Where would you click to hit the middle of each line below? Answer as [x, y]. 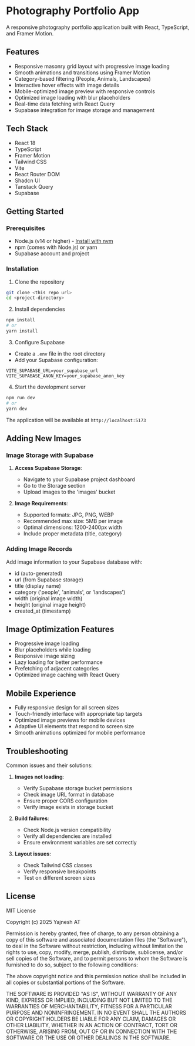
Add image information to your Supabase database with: [74, 562]
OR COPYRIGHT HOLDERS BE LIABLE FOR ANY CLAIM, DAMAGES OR [91, 1019]
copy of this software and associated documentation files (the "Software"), [97, 939]
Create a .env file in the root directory [60, 353]
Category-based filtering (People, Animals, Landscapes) [83, 78]
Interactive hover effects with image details [67, 85]
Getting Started [35, 211]
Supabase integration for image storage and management [84, 110]
